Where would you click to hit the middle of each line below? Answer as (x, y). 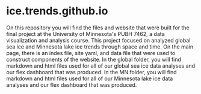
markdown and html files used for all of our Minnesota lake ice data (90, 78)
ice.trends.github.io (57, 11)
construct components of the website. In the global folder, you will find (94, 59)
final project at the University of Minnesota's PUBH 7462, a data (86, 34)
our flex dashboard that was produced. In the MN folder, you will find (91, 72)
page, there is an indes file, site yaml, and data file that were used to (91, 53)
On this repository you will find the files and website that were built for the (98, 28)
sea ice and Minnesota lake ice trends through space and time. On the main (100, 47)
